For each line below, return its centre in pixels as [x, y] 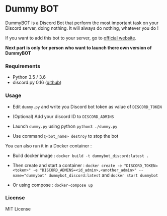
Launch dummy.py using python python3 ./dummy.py [65, 126]
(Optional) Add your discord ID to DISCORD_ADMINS [63, 116]
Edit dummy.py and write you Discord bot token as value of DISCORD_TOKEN [87, 106]
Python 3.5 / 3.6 [29, 77]
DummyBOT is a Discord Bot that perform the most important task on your [82, 23]
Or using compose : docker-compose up [53, 185]
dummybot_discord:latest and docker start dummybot [103, 175]
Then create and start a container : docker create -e [67, 165]
